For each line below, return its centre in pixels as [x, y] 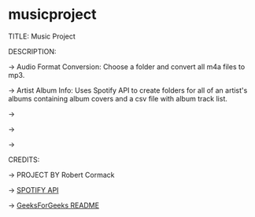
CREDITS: [24, 160]
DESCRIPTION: [32, 51]
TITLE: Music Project [42, 36]
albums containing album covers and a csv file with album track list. [118, 98]
